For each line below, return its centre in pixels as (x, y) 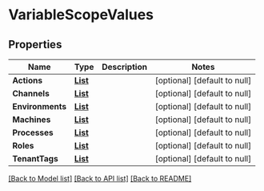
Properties (35, 45)
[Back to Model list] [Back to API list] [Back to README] (100, 179)
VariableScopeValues (81, 15)
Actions (27, 80)
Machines (32, 120)
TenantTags (35, 158)
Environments (40, 106)
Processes (33, 132)
